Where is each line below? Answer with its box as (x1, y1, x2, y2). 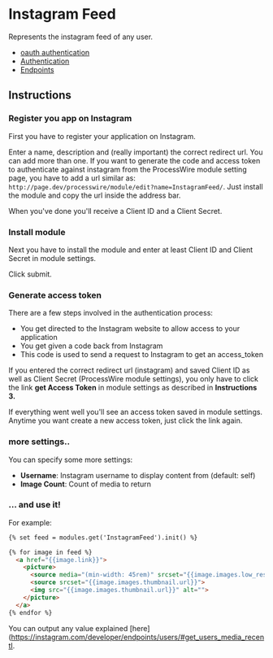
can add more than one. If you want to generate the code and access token (8, 155, 261, 165)
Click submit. (8, 269, 53, 279)
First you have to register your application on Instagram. (8, 131, 197, 141)
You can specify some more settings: (8, 455, 133, 464)
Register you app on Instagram (8, 113, 132, 124)
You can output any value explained (8, 623, 128, 633)
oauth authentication (19, 47, 90, 57)
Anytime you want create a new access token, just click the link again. (8, 416, 243, 425)
